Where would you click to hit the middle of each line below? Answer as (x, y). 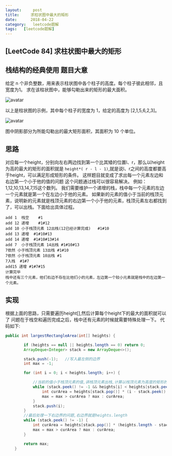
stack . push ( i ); (49, 406)
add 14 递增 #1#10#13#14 (32, 240)
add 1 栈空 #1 (24, 218)
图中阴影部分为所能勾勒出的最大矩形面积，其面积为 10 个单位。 (72, 132)
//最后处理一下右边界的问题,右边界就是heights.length (76, 416)
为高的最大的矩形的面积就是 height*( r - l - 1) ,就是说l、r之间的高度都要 (84, 169)
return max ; (37, 444)
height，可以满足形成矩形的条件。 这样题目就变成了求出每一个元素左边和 (87, 175)
